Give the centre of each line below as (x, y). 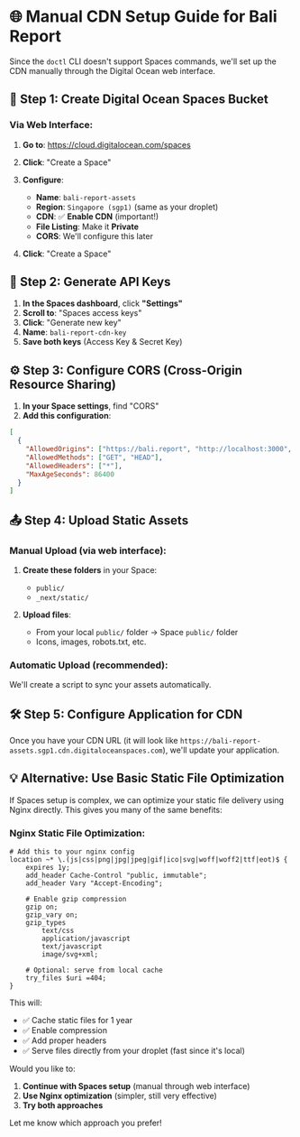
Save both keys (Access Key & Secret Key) (102, 342)
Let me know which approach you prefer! (86, 1123)
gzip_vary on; (52, 915)
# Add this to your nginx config (72, 852)
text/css (58, 931)
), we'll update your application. (221, 750)
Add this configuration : (67, 416)
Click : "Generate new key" (72, 323)
